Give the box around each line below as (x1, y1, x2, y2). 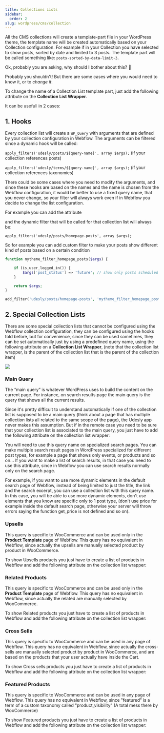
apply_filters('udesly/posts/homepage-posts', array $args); (5, 234, 132, 239)
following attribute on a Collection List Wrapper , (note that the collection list (5, 344, 159, 349)
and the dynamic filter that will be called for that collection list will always (5, 219, 152, 225)
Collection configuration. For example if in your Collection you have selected (5, 44, 159, 50)
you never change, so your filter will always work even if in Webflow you (5, 195, 150, 201)
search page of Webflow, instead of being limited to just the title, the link (5, 483, 150, 489)
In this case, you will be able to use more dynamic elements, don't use (5, 493, 146, 499)
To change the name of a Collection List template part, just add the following (5, 88, 159, 94)
